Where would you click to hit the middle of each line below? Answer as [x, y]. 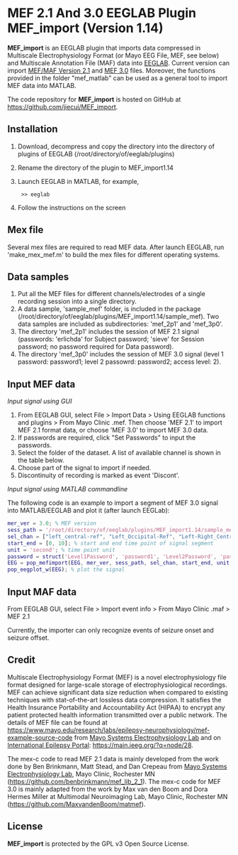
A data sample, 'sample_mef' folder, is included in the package [109, 309]
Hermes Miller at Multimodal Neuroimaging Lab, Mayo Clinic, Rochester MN [118, 796]
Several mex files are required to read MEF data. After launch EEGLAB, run [116, 247]
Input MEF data [41, 384]
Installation [33, 129]
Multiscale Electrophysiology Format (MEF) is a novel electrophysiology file [117, 677]
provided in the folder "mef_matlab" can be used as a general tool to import [118, 78]
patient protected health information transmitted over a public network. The [118, 714]
